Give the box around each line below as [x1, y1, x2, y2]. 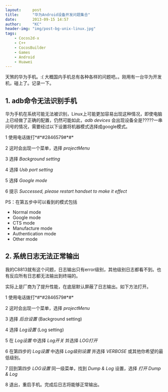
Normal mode [12, 209, 41, 216]
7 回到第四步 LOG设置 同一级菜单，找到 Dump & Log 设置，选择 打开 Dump [5, 365, 161, 371]
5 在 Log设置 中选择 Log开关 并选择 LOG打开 [5, 337, 98, 343]
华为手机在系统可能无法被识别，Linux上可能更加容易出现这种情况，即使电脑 [5, 111, 162, 117]
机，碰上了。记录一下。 [5, 80, 54, 86]
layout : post [5, 7, 42, 13]
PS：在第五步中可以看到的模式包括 [5, 199, 77, 205]
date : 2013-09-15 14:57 [5, 17, 69, 22]
